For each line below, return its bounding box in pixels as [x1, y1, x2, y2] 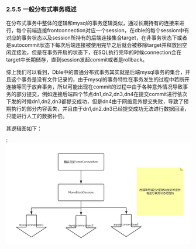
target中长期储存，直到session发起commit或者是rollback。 [6, 56, 148, 63]
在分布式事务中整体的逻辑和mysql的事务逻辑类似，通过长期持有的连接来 [6, 19, 180, 27]
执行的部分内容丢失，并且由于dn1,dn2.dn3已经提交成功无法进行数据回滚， [11, 105, 190, 112]
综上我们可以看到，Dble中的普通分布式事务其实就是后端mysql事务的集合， [6, 69, 185, 76]
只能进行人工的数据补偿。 [6, 112, 68, 120]
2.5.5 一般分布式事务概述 [6, 5, 77, 13]
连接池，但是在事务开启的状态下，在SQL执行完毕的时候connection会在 [11, 49, 182, 56]
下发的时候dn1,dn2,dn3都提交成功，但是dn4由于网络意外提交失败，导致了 [6, 98, 184, 105]
